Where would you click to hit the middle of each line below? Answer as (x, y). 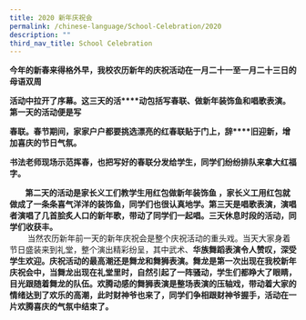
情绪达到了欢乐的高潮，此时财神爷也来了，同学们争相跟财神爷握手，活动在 (149, 295)
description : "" (40, 35)
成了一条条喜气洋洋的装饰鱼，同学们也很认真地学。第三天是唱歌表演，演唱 (157, 205)
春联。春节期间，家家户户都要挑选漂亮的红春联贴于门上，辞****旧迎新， (146, 132)
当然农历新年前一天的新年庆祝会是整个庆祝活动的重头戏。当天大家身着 (159, 238)
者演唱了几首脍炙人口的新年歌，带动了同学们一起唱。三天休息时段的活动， (149, 215)
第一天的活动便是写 (46, 112)
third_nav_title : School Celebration (81, 43)
